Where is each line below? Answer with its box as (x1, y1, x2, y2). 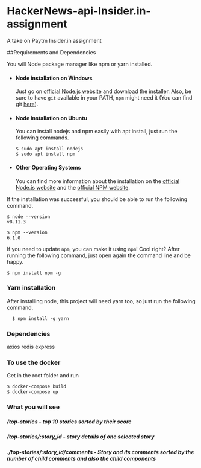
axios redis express (7, 343, 55, 351)
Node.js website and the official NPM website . (15, 184, 130, 191)
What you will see (7, 403, 60, 411)
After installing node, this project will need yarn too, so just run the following (7, 297, 196, 304)
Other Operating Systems (15, 164, 81, 171)
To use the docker (7, 358, 61, 367)
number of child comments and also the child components (7, 455, 156, 462)
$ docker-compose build (7, 383, 67, 390)
